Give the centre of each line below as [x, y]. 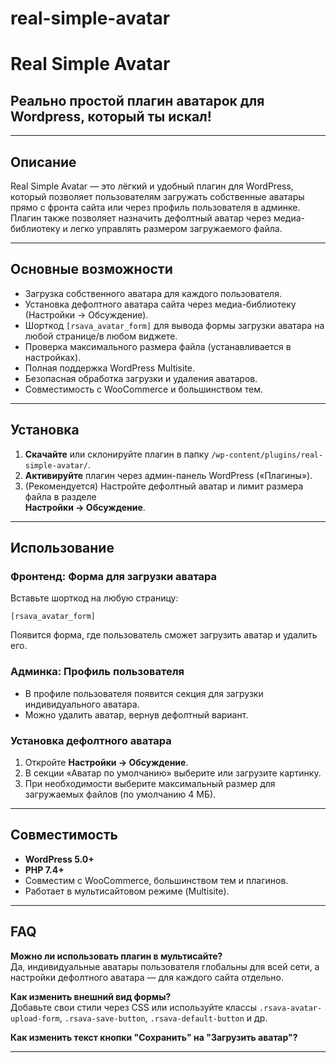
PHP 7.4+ [44, 869]
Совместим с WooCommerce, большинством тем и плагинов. [156, 880]
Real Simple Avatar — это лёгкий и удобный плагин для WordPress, [152, 186]
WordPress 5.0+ [59, 859]
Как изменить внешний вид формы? [91, 996]
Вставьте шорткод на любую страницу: [94, 598]
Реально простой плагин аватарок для [137, 100]
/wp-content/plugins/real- [267, 455]
